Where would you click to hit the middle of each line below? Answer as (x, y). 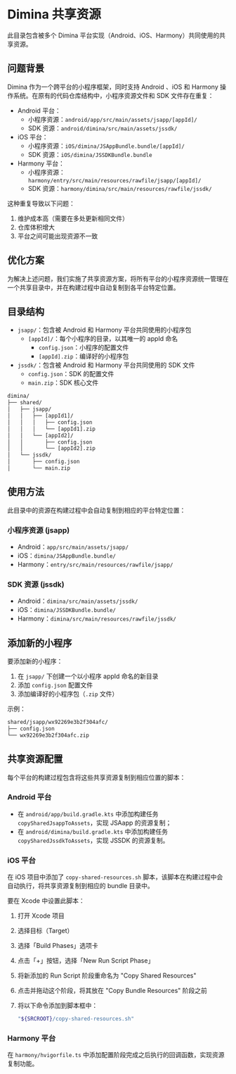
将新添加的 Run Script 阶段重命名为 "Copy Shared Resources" (107, 975)
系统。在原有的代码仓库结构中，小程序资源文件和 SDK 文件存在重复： (113, 95)
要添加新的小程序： (35, 661)
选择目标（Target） (45, 931)
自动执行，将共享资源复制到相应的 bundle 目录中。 (81, 886)
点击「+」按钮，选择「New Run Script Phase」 (86, 961)
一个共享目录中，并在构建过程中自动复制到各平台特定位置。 (93, 287)
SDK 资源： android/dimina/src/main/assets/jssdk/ (103, 128)
